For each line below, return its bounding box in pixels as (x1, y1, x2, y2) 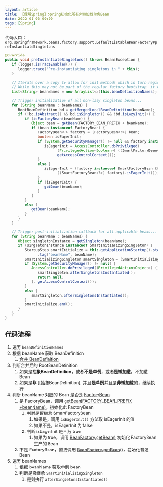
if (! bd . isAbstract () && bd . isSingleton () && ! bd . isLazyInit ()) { (17, 112, 155, 117)
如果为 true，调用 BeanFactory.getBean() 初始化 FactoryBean (33, 434, 157, 440)
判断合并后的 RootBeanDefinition (12, 362, 78, 368)
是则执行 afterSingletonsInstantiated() (26, 476, 108, 482)
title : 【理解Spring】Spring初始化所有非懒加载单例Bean (5, 12, 110, 17)
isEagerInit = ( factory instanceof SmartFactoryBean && (44, 166, 160, 171)
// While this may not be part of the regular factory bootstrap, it (11, 85, 155, 90)
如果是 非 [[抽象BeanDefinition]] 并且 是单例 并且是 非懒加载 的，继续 (19, 379, 151, 385)
